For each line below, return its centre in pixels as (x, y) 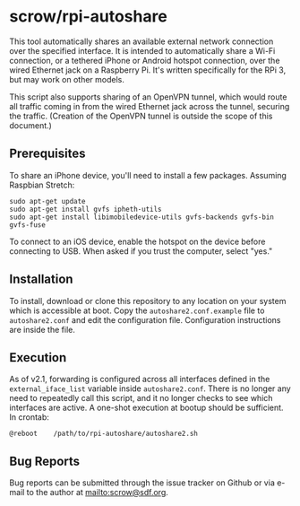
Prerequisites (47, 154)
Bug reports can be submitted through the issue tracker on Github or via (142, 483)
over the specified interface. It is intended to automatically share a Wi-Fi (142, 50)
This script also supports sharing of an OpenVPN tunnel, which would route (148, 97)
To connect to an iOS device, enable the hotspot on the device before (137, 241)
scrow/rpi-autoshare (88, 17)
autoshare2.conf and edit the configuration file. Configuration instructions (145, 319)
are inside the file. (43, 329)
